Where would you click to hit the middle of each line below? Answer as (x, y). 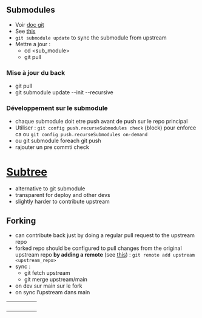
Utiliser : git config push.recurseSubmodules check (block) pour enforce (106, 128)
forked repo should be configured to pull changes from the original (98, 248)
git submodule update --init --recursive (64, 92)
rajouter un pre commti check (52, 147)
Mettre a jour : (33, 44)
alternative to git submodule (50, 188)
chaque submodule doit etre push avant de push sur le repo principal (101, 122)
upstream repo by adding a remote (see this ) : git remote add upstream (105, 255)
